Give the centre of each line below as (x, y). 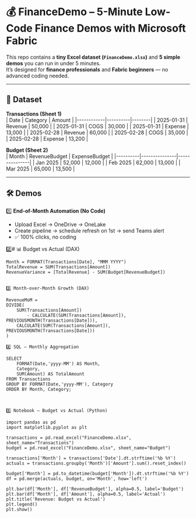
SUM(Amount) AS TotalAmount (50, 374)
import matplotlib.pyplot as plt (47, 427)
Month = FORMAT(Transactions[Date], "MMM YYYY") (66, 262)
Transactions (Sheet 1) (34, 114)
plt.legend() (22, 504)
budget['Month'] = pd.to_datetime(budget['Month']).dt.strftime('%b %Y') (98, 473)
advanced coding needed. (38, 76)
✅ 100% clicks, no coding (45, 237)
